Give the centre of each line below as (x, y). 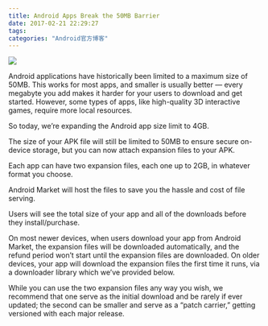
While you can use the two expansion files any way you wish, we (116, 288)
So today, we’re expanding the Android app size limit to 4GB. (109, 126)
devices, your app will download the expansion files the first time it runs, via (134, 264)
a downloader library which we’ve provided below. (92, 272)
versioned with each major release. (66, 314)
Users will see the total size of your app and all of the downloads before (128, 214)
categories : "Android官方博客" (58, 38)
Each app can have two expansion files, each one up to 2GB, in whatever (130, 166)
